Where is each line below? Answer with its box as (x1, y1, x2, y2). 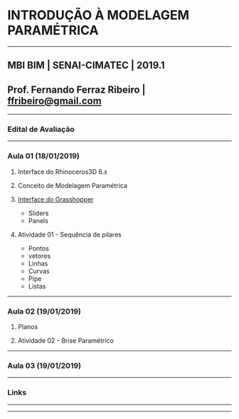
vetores (28, 252, 51, 260)
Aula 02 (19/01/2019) (7, 306, 82, 316)
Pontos (28, 244, 50, 252)
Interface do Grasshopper (17, 195, 94, 203)
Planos (17, 323, 38, 331)
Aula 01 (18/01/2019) (7, 151, 80, 161)
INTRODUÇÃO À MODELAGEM (7, 7, 190, 24)
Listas (28, 281, 46, 290)
